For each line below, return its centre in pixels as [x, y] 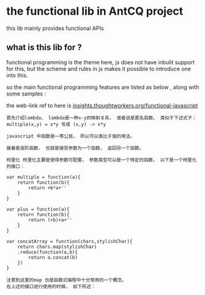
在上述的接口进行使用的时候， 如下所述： [51, 286]
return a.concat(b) [53, 257]
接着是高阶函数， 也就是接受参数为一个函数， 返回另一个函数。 [75, 148]
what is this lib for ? [44, 47]
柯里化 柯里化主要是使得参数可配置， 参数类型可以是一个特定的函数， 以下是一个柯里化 [102, 160]
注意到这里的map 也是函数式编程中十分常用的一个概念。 [67, 280]
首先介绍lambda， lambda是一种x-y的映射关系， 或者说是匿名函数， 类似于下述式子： [102, 118]
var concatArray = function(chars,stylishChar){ [69, 241]
